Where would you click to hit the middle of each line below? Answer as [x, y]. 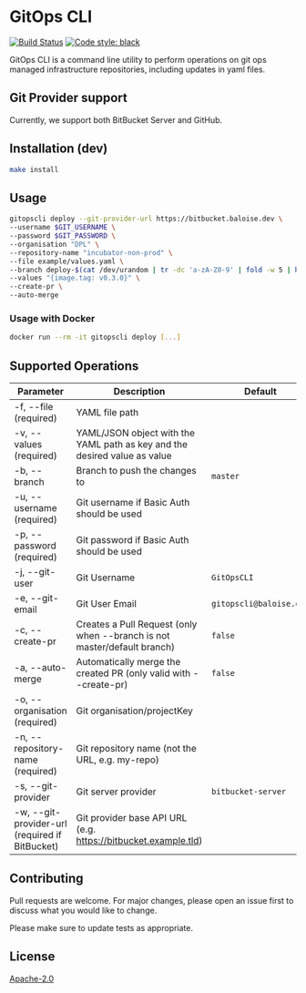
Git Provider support [68, 98]
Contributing [46, 879]
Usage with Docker [52, 318]
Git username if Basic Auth [133, 502]
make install [34, 169]
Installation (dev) [59, 149]
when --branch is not [123, 635]
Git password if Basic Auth [133, 539]
